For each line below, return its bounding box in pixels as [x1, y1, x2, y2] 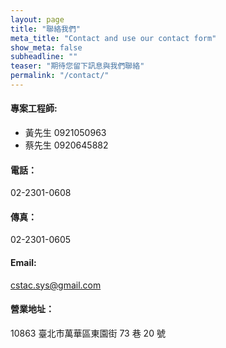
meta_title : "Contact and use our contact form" [10, 33, 217, 43]
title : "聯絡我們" [10, 24, 82, 34]
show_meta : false [10, 42, 83, 53]
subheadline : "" [10, 52, 78, 62]
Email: [10, 257, 37, 269]
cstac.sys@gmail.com [10, 279, 102, 291]
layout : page [10, 14, 65, 25]
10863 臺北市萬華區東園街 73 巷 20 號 [10, 327, 166, 339]
